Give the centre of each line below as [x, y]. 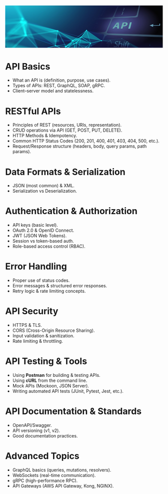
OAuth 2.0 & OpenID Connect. [43, 230]
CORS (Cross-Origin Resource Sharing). [53, 330]
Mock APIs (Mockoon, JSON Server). [50, 386]
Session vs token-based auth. [43, 241]
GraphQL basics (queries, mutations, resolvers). [62, 470]
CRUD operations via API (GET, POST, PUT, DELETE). [67, 130]
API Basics [28, 66]
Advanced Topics [42, 456]
